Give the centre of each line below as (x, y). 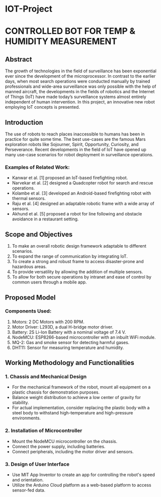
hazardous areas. (29, 267)
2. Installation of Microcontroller (44, 431)
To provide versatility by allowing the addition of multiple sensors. (77, 272)
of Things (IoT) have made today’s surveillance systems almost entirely (76, 97)
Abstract (19, 59)
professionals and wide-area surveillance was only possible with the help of (80, 86)
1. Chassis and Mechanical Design (46, 377)
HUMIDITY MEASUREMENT (61, 41)
